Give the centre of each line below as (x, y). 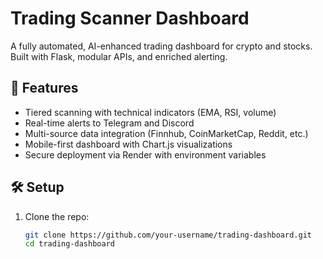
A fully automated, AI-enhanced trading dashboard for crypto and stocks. (161, 46)
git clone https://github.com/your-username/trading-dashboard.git (168, 235)
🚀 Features (44, 88)
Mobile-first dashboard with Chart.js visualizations (128, 144)
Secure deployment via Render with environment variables (145, 154)
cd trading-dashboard (69, 244)
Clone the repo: (57, 216)
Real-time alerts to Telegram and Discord (109, 123)
